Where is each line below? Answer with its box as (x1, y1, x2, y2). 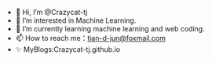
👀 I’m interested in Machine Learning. (15, 16, 137, 25)
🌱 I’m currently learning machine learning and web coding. (15, 24, 206, 33)
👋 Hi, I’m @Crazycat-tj (15, 8, 88, 16)
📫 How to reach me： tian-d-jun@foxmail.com (15, 34, 166, 42)
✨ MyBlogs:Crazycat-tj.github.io (15, 45, 120, 54)
